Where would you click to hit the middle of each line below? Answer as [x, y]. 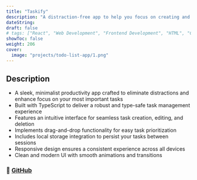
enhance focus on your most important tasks [69, 99]
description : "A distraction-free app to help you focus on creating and [98, 17]
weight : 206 [21, 45]
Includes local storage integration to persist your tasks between [91, 137]
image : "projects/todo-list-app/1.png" [60, 55]
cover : [14, 50]
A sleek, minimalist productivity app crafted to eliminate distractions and [102, 93]
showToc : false [25, 39]
